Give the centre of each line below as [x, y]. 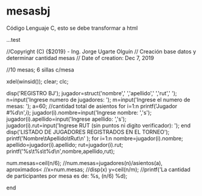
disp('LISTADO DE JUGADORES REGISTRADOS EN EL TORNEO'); [88, 132]
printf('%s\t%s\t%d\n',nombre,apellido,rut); [61, 151]
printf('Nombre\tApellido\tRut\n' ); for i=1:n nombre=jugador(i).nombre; [95, 138]
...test [13, 39]
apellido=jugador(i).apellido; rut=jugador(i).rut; [65, 144]
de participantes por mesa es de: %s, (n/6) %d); [67, 176]
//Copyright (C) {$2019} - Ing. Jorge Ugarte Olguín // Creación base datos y [101, 51]
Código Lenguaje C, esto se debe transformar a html [72, 28]
